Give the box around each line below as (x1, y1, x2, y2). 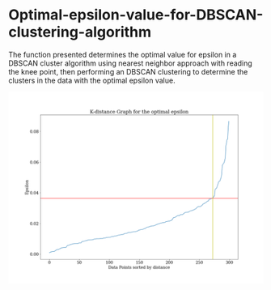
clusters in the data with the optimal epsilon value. (8, 75, 176, 85)
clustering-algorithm (8, 23, 152, 41)
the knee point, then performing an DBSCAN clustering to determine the (8, 66, 248, 76)
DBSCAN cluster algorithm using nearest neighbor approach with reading (8, 58, 252, 68)
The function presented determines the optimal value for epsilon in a (8, 49, 237, 59)
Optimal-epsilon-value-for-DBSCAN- (8, 6, 264, 24)
